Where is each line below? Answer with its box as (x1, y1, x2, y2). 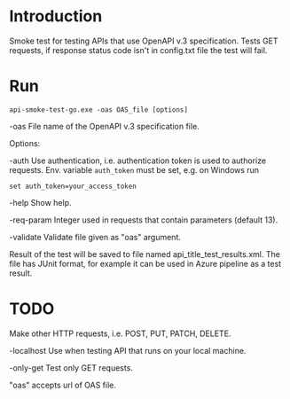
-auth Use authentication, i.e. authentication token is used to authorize (9, 155, 267, 166)
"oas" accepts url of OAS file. (9, 379, 117, 390)
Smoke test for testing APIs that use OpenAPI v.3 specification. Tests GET (9, 35, 278, 46)
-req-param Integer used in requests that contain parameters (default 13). (9, 215, 278, 225)
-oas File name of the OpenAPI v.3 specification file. (9, 121, 200, 131)
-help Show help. (9, 197, 73, 207)
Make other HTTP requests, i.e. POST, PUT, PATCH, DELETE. (9, 328, 231, 339)
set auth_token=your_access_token (9, 182, 137, 191)
